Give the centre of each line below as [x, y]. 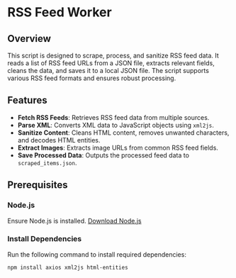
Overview [29, 39]
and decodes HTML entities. [59, 140]
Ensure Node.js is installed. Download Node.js [74, 221]
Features [27, 100]
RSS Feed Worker [60, 12]
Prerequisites [38, 185]
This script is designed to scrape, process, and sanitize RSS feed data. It [113, 55]
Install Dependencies [45, 239]
